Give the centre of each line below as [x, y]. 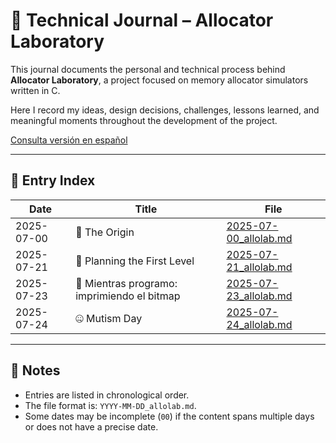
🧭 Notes [35, 370]
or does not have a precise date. [91, 426]
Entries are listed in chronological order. [107, 395]
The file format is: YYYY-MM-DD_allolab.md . [110, 405]
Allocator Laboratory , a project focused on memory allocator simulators [159, 80]
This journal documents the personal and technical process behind [148, 69]
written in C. [35, 90]
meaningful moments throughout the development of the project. [144, 120]
